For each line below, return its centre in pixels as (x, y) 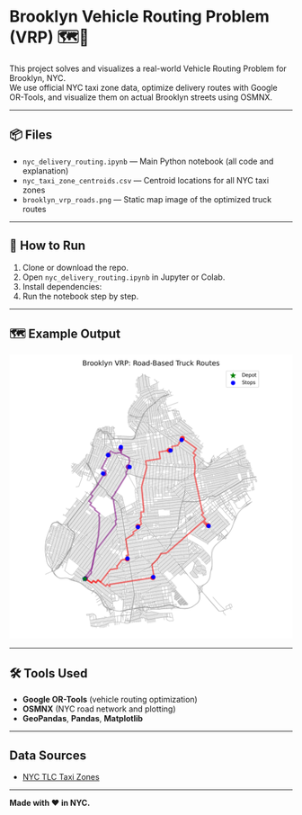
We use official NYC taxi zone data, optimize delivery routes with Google (144, 87)
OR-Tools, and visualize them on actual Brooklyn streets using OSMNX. (141, 97)
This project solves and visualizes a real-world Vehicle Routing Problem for (148, 68)
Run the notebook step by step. (80, 296)
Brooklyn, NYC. (38, 77)
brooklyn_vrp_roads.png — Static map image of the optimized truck (147, 199)
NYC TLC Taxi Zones (61, 777)
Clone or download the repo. (75, 267)
